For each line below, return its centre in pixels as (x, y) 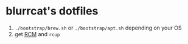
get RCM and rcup (37, 34)
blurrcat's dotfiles (52, 11)
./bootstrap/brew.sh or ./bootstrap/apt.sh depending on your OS (98, 28)
